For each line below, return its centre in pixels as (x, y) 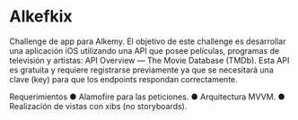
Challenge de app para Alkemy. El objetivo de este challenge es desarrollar (148, 41)
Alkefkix (41, 17)
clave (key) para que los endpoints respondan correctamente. (123, 79)
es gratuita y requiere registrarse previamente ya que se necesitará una (141, 70)
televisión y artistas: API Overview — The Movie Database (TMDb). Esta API (149, 60)
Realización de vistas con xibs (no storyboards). (98, 106)
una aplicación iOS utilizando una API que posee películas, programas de (145, 50)
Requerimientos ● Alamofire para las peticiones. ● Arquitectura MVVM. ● (147, 97)
